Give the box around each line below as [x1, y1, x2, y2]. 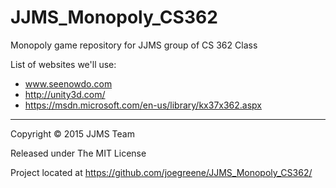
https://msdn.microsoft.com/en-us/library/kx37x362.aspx [24, 99, 263, 111]
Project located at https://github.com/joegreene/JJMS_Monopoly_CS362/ [10, 166, 313, 178]
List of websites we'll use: [10, 58, 117, 70]
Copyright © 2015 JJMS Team [10, 127, 135, 140]
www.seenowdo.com [24, 77, 113, 90]
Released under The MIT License [10, 147, 147, 159]
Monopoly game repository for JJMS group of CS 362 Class [10, 39, 258, 51]
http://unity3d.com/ [24, 88, 106, 100]
